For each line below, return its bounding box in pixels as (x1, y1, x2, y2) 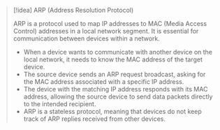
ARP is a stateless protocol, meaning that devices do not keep (23, 108, 202, 115)
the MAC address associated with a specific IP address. (23, 78, 184, 86)
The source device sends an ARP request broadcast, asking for (23, 70, 206, 78)
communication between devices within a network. (13, 34, 160, 43)
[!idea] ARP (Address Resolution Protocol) (13, 6, 134, 14)
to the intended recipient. (23, 100, 96, 108)
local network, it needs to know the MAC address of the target (23, 55, 203, 64)
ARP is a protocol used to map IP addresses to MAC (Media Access (13, 20, 207, 27)
